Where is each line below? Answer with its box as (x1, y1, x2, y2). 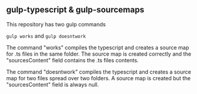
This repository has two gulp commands (6, 20, 106, 28)
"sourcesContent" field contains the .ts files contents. (6, 56, 139, 63)
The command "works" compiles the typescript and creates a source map (6, 44, 189, 51)
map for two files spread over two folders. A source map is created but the (6, 74, 191, 81)
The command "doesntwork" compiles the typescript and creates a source (6, 68, 192, 75)
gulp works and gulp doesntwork (6, 32, 86, 40)
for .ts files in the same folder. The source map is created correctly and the (6, 50, 192, 57)
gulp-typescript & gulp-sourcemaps (6, 5, 145, 15)
